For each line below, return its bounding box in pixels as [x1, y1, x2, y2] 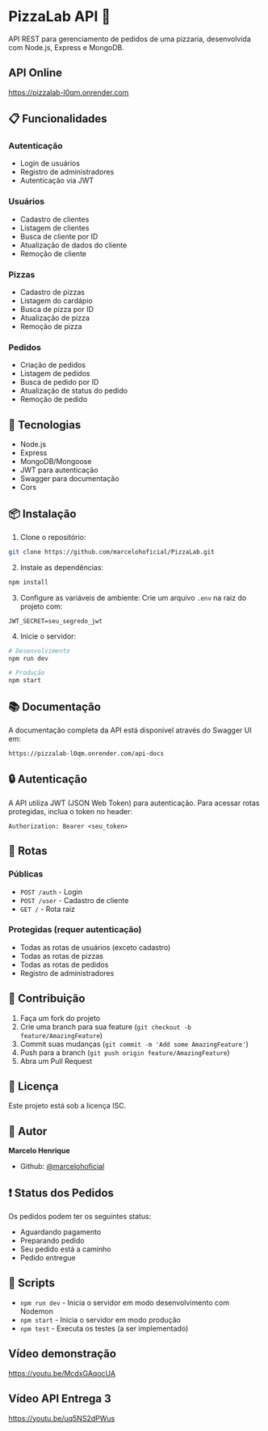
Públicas [8, 868, 44, 880]
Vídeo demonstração [8, 1347, 117, 1361]
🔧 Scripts [8, 1277, 55, 1290]
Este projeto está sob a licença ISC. [8, 1101, 127, 1111]
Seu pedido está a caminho [19, 1244, 111, 1254]
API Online [8, 66, 63, 80]
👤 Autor [8, 1124, 48, 1138]
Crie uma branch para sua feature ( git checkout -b [19, 1022, 191, 1032]
